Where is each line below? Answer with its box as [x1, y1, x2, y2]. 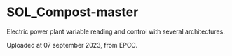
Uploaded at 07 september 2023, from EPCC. [6, 41, 138, 49]
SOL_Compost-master [6, 4, 139, 20]
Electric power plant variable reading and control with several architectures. [6, 27, 225, 36]
